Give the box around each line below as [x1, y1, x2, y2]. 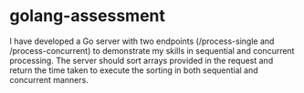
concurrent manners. [9, 74, 89, 85]
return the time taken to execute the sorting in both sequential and [9, 65, 258, 76]
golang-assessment [9, 5, 166, 26]
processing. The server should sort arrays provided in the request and [9, 55, 274, 66]
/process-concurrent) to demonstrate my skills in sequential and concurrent [9, 45, 295, 56]
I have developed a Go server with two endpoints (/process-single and [9, 36, 275, 46]
